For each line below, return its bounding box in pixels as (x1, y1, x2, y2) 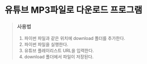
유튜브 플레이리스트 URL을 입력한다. (24, 48, 94, 54)
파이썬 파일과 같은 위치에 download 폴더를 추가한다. (24, 35, 125, 41)
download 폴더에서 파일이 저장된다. (24, 54, 94, 60)
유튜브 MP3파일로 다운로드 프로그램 (4, 4, 143, 16)
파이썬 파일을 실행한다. (24, 41, 69, 47)
